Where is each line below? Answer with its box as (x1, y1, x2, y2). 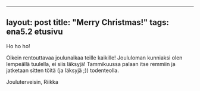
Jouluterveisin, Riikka (6, 78, 58, 85)
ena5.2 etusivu (6, 27, 63, 37)
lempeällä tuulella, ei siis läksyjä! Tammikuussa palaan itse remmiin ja (6, 60, 176, 67)
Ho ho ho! (6, 42, 31, 49)
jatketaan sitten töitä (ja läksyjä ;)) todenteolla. (6, 67, 119, 74)
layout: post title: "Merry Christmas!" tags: (6, 17, 170, 27)
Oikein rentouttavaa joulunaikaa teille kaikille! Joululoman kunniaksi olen (6, 54, 183, 61)
